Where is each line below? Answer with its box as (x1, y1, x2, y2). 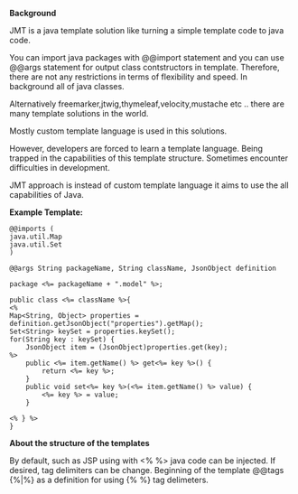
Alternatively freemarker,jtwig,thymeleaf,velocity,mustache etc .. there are (9, 98, 284, 109)
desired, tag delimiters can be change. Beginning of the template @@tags (9, 465, 284, 475)
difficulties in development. (9, 163, 110, 172)
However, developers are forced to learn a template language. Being (9, 144, 264, 154)
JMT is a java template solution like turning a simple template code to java (9, 25, 284, 35)
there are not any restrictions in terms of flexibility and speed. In (9, 71, 248, 82)
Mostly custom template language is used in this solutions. (9, 126, 228, 136)
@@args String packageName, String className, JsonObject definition (9, 264, 277, 273)
